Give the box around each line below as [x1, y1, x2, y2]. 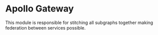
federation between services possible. [5, 24, 86, 30]
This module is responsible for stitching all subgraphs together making [5, 19, 153, 25]
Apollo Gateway [5, 3, 74, 14]
